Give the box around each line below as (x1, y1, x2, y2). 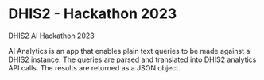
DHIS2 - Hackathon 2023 (8, 5, 177, 23)
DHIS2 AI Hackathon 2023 (8, 31, 95, 40)
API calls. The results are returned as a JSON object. (8, 63, 181, 72)
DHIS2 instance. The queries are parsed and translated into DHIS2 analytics (8, 55, 257, 64)
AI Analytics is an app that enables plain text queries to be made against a (8, 46, 250, 55)
